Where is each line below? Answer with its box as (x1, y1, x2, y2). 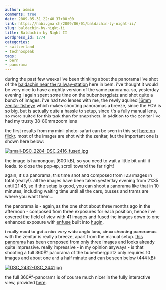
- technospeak (5, 49, 35, 54)
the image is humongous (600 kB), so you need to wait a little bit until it (5, 158, 150, 164)
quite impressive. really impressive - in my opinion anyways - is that (5, 244, 144, 250)
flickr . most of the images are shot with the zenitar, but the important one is (5, 133, 159, 139)
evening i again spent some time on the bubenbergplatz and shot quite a (5, 92, 153, 98)
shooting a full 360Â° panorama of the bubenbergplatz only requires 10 (5, 250, 150, 256)
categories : (5, 40, 30, 45)
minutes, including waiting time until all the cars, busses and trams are (5, 188, 149, 194)
